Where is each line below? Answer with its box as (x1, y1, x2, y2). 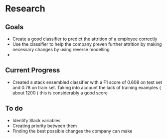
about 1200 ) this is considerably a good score (12, 90, 108, 96)
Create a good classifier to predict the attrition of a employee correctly (12, 36, 158, 42)
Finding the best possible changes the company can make (12, 128, 133, 134)
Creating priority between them (12, 123, 77, 129)
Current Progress (5, 66, 60, 74)
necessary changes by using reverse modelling (12, 47, 110, 52)
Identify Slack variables (12, 117, 61, 123)
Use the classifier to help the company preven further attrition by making (12, 41, 162, 47)
